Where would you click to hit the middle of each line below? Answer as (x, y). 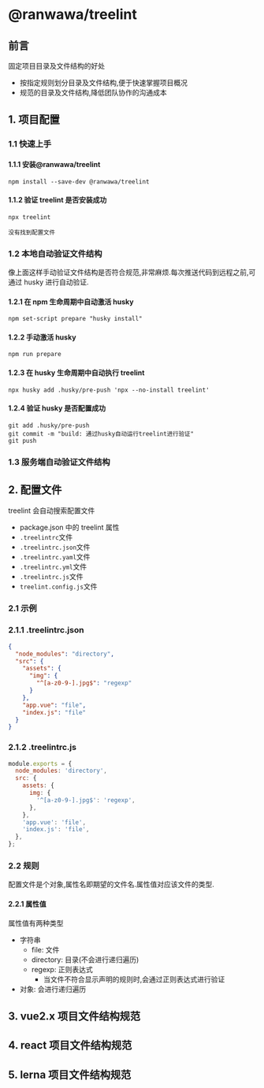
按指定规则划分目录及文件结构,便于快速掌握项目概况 (103, 83)
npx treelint (30, 217)
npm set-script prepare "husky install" (76, 319)
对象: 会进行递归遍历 (53, 989)
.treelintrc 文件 (46, 537)
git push (22, 440)
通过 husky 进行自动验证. (48, 282)
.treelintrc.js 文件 (52, 576)
